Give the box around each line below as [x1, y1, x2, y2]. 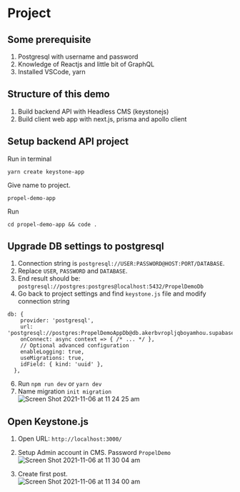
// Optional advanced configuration [20, 342, 130, 349]
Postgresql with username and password [17, 52, 139, 61]
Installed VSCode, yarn [17, 68, 86, 76]
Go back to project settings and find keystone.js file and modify [17, 289, 206, 298]
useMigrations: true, [20, 355, 84, 362]
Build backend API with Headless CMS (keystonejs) [17, 107, 169, 116]
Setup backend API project [7, 136, 129, 148]
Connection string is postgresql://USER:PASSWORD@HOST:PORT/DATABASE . [17, 259, 225, 268]
